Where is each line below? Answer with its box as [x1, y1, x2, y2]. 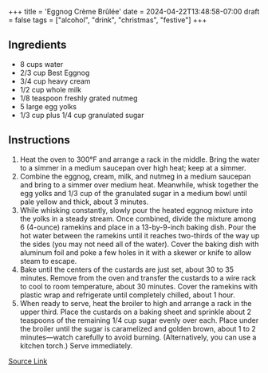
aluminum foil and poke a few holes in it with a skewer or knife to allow [19, 247, 252, 257]
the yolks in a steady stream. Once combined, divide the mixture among [19, 214, 257, 223]
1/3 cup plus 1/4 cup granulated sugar [19, 110, 145, 120]
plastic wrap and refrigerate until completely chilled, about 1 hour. [19, 290, 235, 300]
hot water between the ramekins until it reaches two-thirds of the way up [19, 230, 260, 240]
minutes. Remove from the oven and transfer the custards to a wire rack [19, 273, 257, 282]
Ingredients [8, 38, 67, 52]
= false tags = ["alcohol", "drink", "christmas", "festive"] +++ [8, 15, 207, 25]
